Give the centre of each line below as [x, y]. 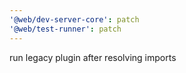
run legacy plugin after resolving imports [93, 57]
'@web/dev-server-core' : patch [74, 19]
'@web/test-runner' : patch [65, 29]
